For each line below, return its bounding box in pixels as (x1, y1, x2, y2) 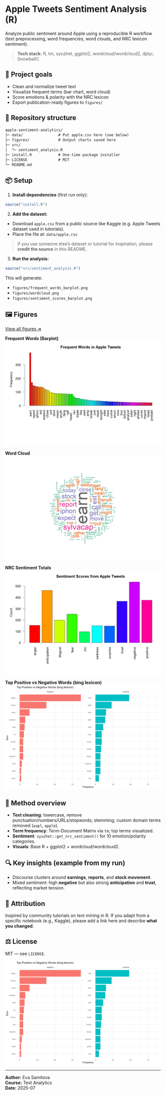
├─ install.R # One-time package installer (5, 152, 121, 157)
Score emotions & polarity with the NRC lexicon (12, 94, 109, 100)
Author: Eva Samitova (5, 1074, 50, 1080)
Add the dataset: (12, 211, 48, 217)
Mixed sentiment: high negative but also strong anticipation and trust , (12, 880, 157, 886)
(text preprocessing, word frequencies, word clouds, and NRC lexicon (5, 36, 147, 42)
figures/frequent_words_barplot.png (12, 285, 88, 291)
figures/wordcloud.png (12, 291, 59, 296)
